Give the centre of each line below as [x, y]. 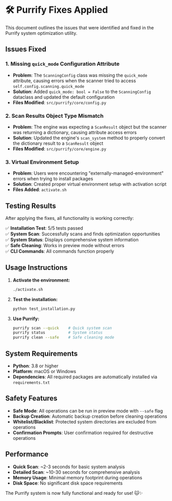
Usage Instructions [36, 268]
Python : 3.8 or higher [35, 366]
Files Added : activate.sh [40, 190]
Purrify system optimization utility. [41, 33]
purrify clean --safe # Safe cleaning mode [63, 338]
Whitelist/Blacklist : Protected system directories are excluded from [84, 421]
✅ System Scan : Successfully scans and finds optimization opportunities [83, 234]
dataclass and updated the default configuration [64, 97]
